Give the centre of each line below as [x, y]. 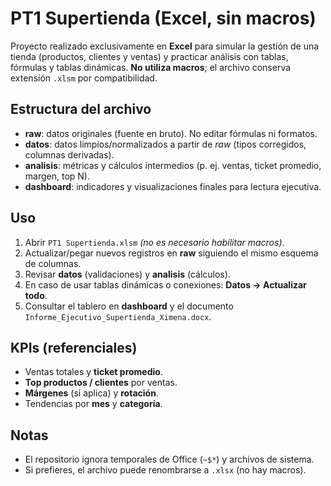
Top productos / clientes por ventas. [101, 383]
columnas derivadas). [69, 154]
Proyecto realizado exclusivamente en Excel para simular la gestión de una [165, 46]
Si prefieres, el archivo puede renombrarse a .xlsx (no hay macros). [165, 470]
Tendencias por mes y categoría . [93, 404]
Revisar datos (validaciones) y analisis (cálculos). [127, 274]
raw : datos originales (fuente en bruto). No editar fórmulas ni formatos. [171, 133]
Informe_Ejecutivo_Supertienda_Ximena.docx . [118, 316]
